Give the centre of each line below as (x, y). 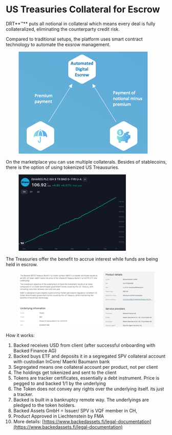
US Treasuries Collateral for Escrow (83, 9)
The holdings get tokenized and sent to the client (65, 372)
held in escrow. (22, 264)
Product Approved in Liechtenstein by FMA (59, 416)
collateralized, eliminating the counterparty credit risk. (63, 29)
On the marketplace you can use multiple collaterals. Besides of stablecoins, (86, 162)
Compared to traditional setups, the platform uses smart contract (74, 39)
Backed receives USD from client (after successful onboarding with (84, 345)
